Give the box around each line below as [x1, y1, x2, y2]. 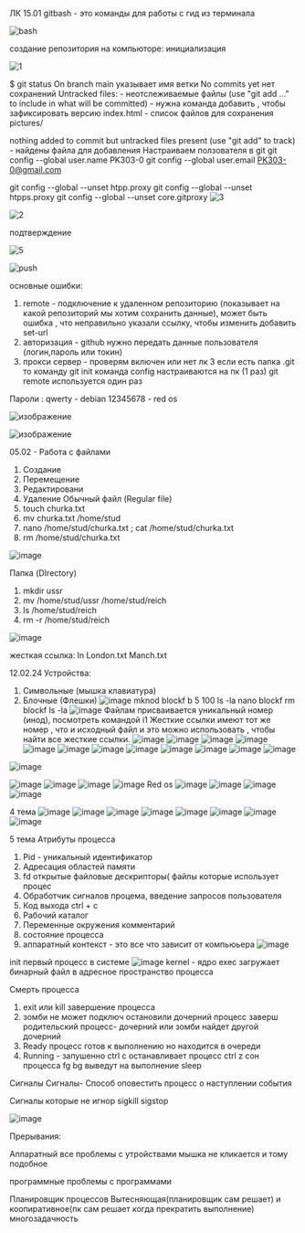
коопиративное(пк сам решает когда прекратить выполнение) [9, 1204, 255, 1214]
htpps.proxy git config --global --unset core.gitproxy [9, 192, 208, 202]
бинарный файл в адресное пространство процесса [9, 966, 214, 977]
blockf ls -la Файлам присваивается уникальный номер [22, 705, 274, 716]
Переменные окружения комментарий [22, 919, 175, 930]
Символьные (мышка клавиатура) [22, 686, 157, 696]
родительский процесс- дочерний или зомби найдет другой [22, 1021, 258, 1032]
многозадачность [9, 1213, 79, 1224]
